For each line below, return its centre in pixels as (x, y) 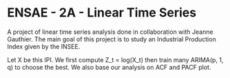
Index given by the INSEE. (44, 46)
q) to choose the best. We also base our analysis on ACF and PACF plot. (109, 67)
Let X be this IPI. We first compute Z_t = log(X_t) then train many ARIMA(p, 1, (115, 59)
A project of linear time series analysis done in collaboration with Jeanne (110, 32)
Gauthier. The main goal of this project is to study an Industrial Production (112, 39)
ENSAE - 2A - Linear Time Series (102, 13)
